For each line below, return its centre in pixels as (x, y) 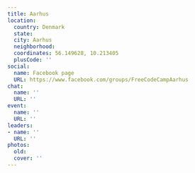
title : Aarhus (28, 14)
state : (23, 34)
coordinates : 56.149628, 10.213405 (66, 54)
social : (19, 66)
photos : (19, 145)
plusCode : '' (33, 60)
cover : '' (28, 159)
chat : (15, 86)
